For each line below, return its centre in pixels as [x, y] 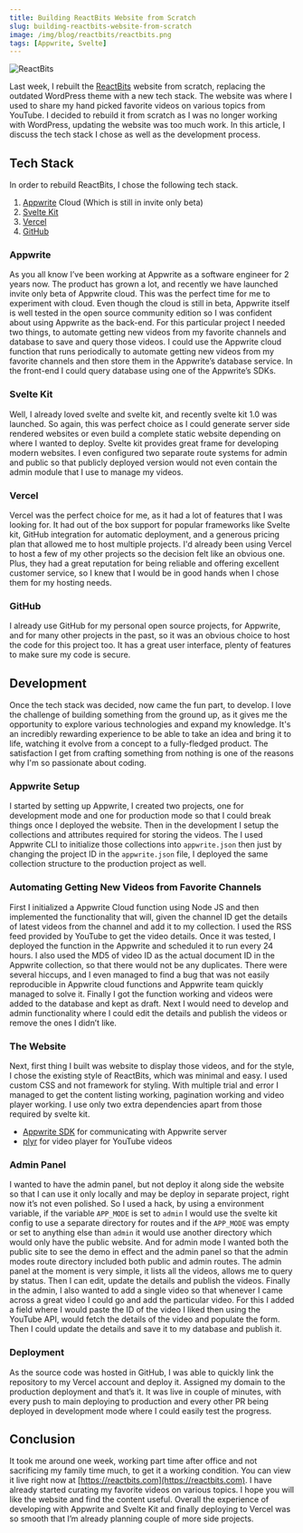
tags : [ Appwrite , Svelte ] [58, 43]
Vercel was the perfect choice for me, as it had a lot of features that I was [146, 515]
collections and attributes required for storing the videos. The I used [137, 835]
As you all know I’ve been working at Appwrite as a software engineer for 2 [149, 275]
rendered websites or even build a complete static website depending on [145, 433]
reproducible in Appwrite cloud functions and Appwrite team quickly [137, 984]
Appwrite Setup [45, 786]
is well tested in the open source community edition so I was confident [141, 313]
